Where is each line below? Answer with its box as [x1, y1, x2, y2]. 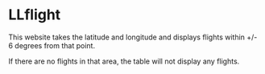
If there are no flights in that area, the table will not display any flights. [8, 56, 240, 66]
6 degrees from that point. [8, 40, 95, 50]
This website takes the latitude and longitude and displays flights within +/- [8, 32, 258, 42]
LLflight [8, 6, 61, 24]
